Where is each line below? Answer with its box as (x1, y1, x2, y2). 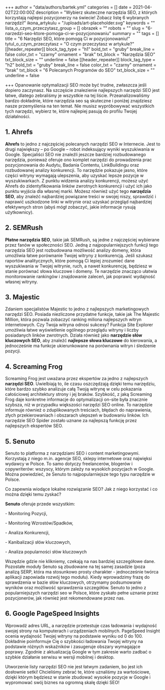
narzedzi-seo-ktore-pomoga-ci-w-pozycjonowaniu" (5, 31, 112, 36)
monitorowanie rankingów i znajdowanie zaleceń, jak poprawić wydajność (5, 273, 156, 279)
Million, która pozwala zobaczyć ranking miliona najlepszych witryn (5, 316, 142, 323)
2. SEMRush (5, 223, 43, 232)
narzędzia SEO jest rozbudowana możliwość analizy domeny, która (5, 247, 141, 253)
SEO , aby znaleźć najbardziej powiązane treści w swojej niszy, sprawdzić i (5, 193, 156, 199)
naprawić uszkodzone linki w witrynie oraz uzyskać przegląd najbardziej (5, 199, 152, 205)
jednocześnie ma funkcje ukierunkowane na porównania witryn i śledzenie (5, 343, 156, 349)
